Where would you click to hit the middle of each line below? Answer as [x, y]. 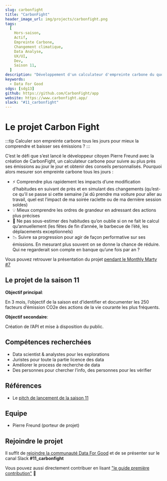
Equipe [16, 413]
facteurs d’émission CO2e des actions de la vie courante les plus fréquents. [83, 307]
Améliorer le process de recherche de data [56, 365]
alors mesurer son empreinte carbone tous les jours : [59, 172]
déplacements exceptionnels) [42, 232]
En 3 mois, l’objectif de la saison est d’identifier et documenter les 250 [77, 302]
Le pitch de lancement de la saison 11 [50, 398]
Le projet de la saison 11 [42, 280]
